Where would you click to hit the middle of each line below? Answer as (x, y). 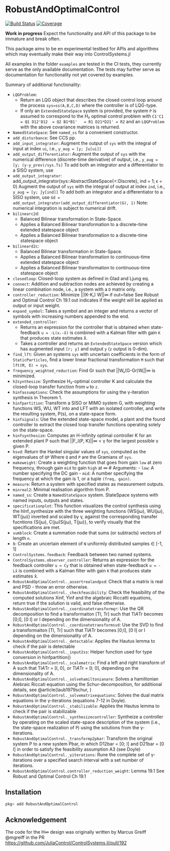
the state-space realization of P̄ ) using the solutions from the (76, 727)
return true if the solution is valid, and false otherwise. (69, 603)
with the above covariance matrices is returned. (70, 127)
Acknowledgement (36, 820)
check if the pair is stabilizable (44, 711)
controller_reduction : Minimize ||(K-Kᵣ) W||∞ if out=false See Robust (86, 294)
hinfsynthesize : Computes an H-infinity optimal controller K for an (82, 435)
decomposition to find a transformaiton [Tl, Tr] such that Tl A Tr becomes (88, 614)
